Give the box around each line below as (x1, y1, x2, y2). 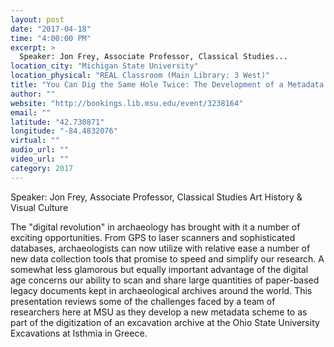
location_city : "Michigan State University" (10, 61, 199, 71)
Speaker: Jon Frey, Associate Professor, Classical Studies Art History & (10, 191, 303, 203)
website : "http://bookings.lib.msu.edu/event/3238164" (10, 98, 244, 108)
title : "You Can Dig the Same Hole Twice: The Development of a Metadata (10, 80, 325, 90)
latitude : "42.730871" (10, 117, 105, 127)
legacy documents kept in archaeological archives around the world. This (10, 284, 313, 296)
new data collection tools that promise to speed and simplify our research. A (10, 252, 325, 265)
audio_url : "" (10, 145, 70, 155)
